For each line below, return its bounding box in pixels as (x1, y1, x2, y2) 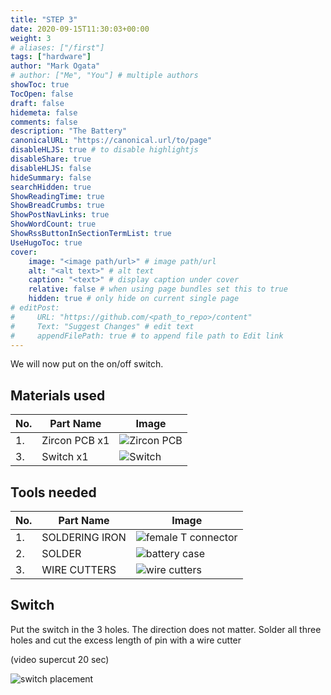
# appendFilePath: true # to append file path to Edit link (10, 331, 284, 341)
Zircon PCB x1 (41, 434, 110, 448)
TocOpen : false (10, 89, 74, 99)
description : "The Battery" (10, 126, 128, 136)
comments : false (10, 117, 78, 127)
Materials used (10, 387, 106, 404)
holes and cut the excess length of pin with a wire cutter (10, 634, 242, 646)
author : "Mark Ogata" (10, 61, 101, 71)
